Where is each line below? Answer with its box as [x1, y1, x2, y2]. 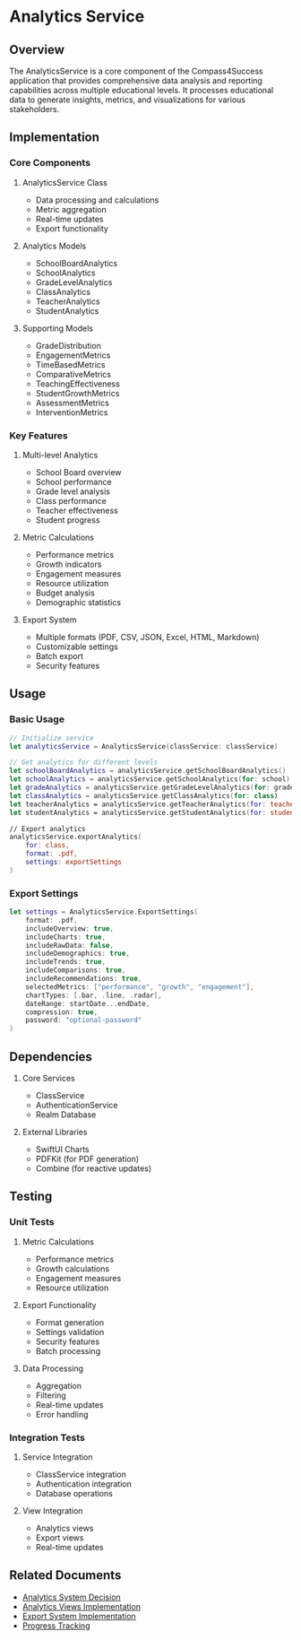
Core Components [9, 157, 91, 169]
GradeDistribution [35, 340, 101, 351]
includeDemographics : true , [25, 949, 130, 959]
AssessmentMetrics [35, 397, 109, 408]
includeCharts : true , [25, 933, 106, 941]
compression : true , [25, 1007, 99, 1017]
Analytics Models [21, 240, 87, 251]
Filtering [35, 1390, 67, 1401]
